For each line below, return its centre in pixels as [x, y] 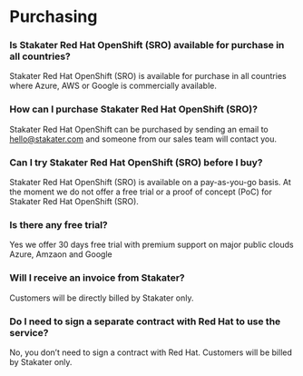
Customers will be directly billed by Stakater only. [102, 298]
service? [29, 332]
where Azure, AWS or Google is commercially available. [113, 86]
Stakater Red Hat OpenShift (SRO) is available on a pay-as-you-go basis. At [151, 183]
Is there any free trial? [59, 225]
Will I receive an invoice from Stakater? [97, 278]
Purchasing [54, 17]
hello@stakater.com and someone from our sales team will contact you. [143, 139]
